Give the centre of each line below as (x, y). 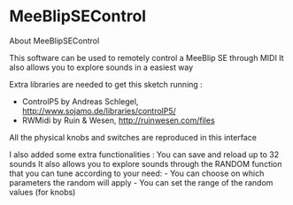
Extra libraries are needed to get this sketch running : (106, 84)
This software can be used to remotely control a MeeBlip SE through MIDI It (147, 57)
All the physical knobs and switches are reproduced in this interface (133, 137)
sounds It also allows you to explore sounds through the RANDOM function (146, 163)
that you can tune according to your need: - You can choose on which (137, 173)
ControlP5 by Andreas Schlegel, (80, 101)
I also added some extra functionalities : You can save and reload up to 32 (144, 154)
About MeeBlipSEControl (54, 41)
